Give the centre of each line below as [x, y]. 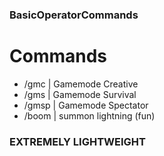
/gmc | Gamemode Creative [81, 84]
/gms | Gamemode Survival [80, 94]
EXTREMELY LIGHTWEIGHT [77, 141]
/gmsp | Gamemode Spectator [86, 105]
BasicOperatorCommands [74, 15]
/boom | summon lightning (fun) [89, 115]
